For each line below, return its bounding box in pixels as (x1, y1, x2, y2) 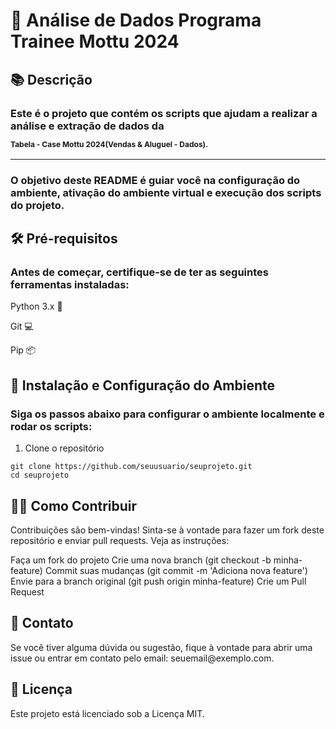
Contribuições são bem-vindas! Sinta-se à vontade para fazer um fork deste (10, 524, 325, 536)
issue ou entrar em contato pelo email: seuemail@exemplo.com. (10, 652, 275, 664)
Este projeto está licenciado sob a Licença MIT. (10, 707, 205, 719)
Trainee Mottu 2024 (10, 30, 180, 53)
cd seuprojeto (10, 470, 70, 481)
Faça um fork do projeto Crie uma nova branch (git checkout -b (10, 554, 272, 566)
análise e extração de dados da (10, 119, 165, 133)
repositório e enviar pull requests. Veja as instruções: (10, 534, 230, 546)
